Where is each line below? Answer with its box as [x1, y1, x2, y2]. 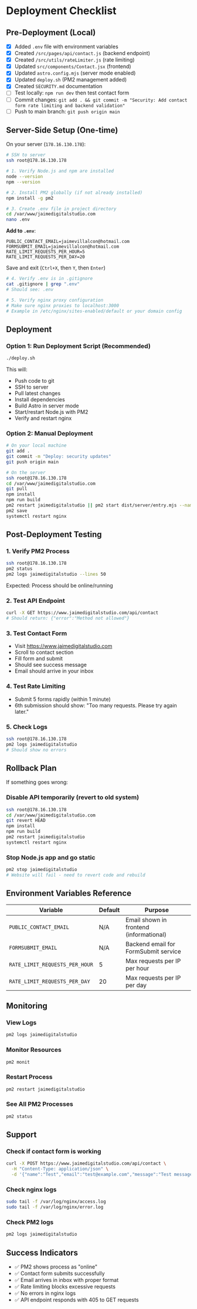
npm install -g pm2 [6, 195, 54, 201]
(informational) [125, 930, 167, 939]
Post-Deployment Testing [6, 529, 102, 539]
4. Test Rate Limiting [6, 682, 66, 690]
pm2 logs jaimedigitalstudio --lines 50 [6, 571, 107, 578]
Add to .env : [6, 227, 36, 234]
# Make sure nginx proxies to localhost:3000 [6, 302, 119, 309]
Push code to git [14, 377, 55, 384]
